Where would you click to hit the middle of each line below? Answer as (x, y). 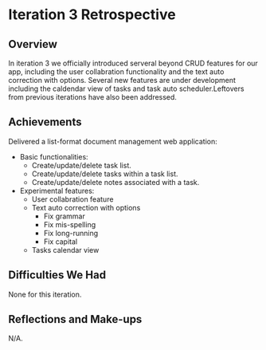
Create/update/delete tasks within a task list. (105, 174)
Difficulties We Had (57, 275)
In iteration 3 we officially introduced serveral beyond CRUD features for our (133, 63)
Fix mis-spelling (70, 224)
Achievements (45, 122)
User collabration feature (72, 199)
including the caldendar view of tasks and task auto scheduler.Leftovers (126, 88)
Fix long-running (71, 233)
